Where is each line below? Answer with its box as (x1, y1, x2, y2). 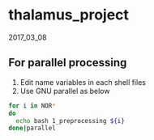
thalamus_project (8, 6, 130, 24)
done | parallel (8, 124, 57, 133)
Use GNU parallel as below (19, 86, 110, 95)
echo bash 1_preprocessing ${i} (15, 117, 126, 125)
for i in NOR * (8, 101, 57, 110)
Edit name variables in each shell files (19, 77, 146, 87)
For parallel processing (8, 56, 127, 70)
